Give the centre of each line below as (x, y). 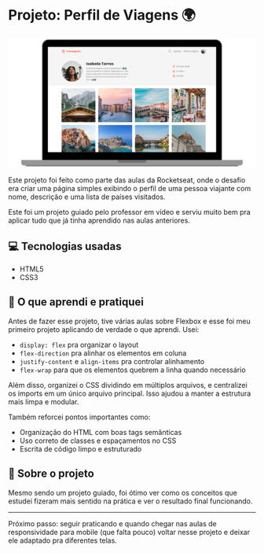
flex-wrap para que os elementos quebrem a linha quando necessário (132, 370)
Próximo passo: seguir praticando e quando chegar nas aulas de (113, 523)
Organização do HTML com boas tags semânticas (101, 432)
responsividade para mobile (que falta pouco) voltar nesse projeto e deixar (129, 532)
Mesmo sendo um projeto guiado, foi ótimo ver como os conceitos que (123, 492)
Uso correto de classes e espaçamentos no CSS (98, 441)
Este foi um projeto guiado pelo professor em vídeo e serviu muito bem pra (130, 212)
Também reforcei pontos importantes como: (79, 417)
